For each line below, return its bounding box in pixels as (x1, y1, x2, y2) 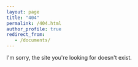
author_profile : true (6, 26, 62, 32)
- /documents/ (14, 37, 51, 43)
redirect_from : (6, 32, 45, 38)
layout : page (6, 9, 40, 15)
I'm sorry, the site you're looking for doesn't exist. (6, 54, 132, 61)
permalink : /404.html (6, 20, 62, 26)
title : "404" (6, 15, 40, 21)
